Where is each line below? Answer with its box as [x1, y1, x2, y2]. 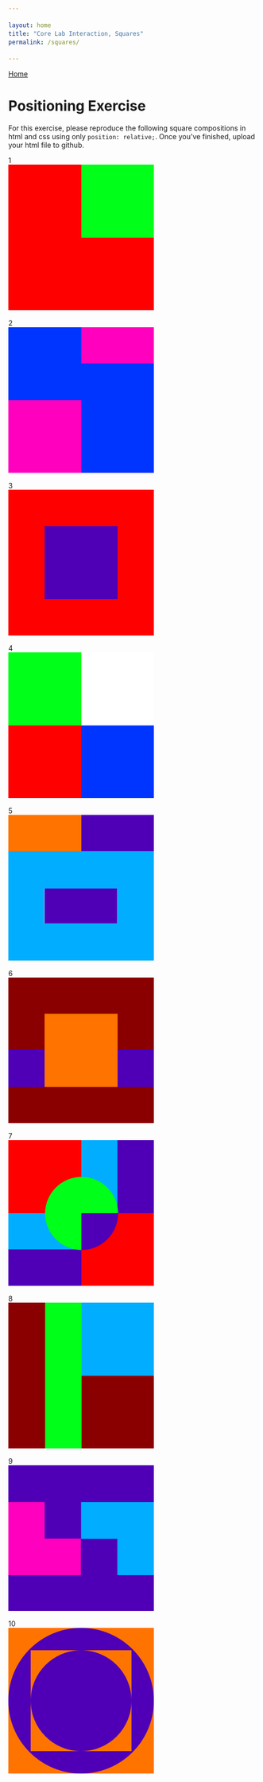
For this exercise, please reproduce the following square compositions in [8, 123, 246, 133]
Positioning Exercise [8, 97, 146, 115]
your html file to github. [8, 140, 85, 150]
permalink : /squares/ [8, 38, 80, 46]
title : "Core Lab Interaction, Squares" [8, 29, 145, 37]
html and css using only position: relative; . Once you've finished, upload [8, 132, 256, 142]
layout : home [8, 21, 52, 29]
